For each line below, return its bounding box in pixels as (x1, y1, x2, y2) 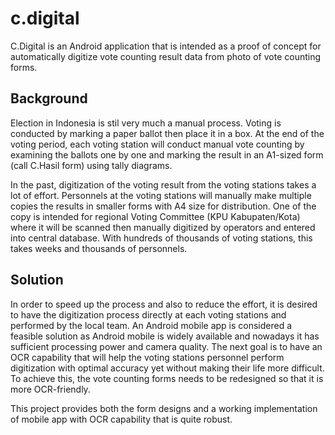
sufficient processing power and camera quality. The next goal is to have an (10, 340, 323, 352)
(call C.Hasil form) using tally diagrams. (10, 159, 173, 171)
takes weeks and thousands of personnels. (10, 242, 188, 254)
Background (10, 90, 88, 107)
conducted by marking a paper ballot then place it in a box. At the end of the (10, 127, 325, 139)
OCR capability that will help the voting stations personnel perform (10, 351, 285, 363)
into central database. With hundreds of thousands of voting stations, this (10, 232, 313, 244)
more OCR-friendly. (10, 383, 91, 395)
